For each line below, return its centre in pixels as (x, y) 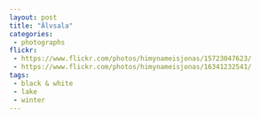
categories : (31, 34)
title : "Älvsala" (41, 26)
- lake (25, 91)
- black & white (43, 83)
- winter (29, 100)
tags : (19, 75)
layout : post (33, 17)
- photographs (39, 42)
